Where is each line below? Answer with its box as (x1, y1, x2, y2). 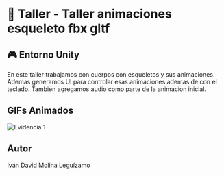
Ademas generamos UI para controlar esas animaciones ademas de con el (7, 78, 217, 86)
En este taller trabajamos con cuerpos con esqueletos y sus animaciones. (7, 71, 215, 78)
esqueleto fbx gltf (7, 21, 110, 36)
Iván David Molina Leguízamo (7, 161, 90, 169)
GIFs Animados (7, 105, 74, 116)
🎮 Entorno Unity (7, 49, 80, 60)
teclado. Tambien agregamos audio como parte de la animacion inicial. (7, 85, 207, 93)
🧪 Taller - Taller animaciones (7, 6, 173, 22)
